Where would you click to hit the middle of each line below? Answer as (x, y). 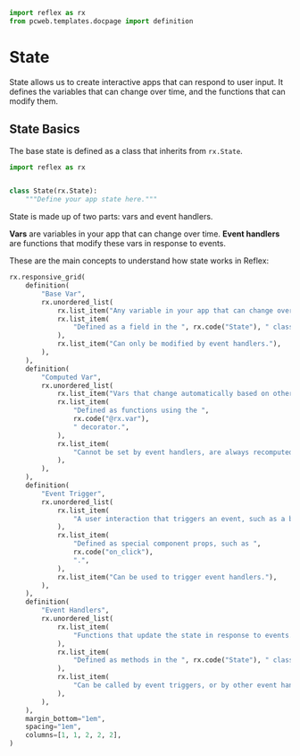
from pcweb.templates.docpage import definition (101, 21)
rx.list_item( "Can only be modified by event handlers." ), (169, 344)
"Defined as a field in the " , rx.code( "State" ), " (171, 327)
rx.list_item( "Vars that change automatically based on (163, 394)
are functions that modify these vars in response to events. (117, 244)
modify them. (33, 101)
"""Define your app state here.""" (92, 200)
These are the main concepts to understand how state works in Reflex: (139, 261)
